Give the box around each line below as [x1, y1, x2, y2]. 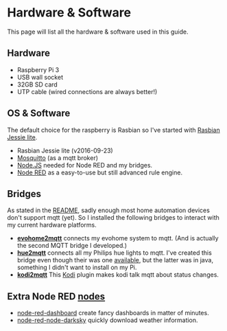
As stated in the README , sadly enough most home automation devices [7, 206, 211, 214]
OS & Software [7, 108, 71, 119]
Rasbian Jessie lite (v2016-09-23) [16, 146, 113, 155]
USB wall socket [16, 73, 64, 81]
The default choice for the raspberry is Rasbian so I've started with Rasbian [7, 126, 221, 134]
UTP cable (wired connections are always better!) [16, 87, 158, 95]
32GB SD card [16, 80, 58, 89]
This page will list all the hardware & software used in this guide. [7, 27, 189, 36]
